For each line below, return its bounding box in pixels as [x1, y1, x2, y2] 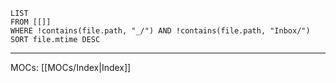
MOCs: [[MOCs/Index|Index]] [10, 62, 132, 73]
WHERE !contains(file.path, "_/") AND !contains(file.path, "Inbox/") [10, 26, 311, 36]
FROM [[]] [10, 17, 52, 27]
